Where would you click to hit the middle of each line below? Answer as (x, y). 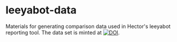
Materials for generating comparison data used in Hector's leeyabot (88, 26)
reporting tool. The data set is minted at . (63, 32)
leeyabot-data (41, 10)
